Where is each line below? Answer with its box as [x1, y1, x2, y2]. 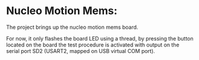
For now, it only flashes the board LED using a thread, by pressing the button [6, 35, 194, 42]
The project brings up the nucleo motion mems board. [6, 24, 138, 31]
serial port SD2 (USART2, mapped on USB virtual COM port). [6, 47, 156, 54]
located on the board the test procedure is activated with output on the [6, 41, 179, 48]
